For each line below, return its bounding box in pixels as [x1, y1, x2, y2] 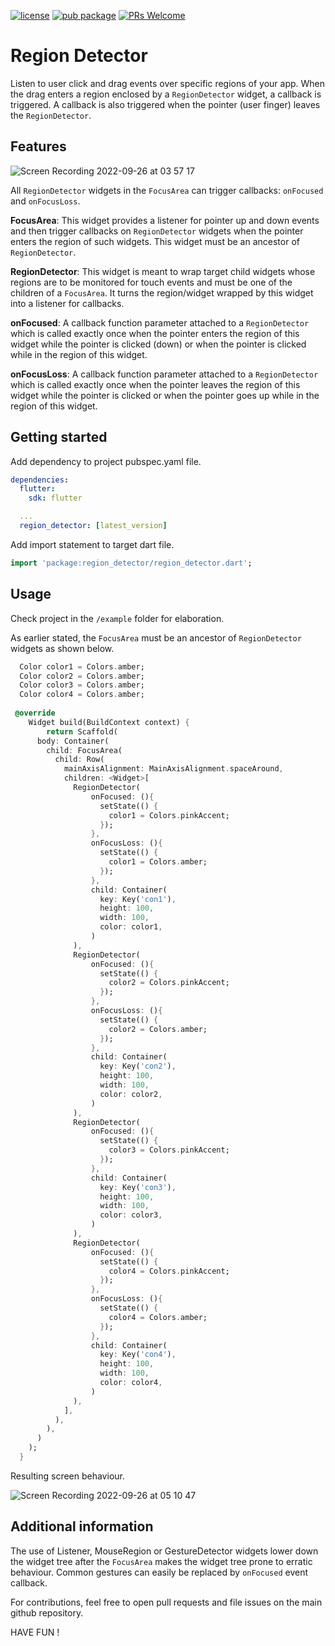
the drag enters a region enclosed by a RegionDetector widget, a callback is [10, 88, 322, 100]
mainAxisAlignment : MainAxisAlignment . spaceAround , [63, 764, 284, 774]
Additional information [10, 1518, 154, 1535]
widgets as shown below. [10, 642, 115, 654]
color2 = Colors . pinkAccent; [108, 978, 230, 988]
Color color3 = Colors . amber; [19, 680, 145, 690]
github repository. [10, 1606, 84, 1619]
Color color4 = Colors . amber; [19, 690, 145, 700]
